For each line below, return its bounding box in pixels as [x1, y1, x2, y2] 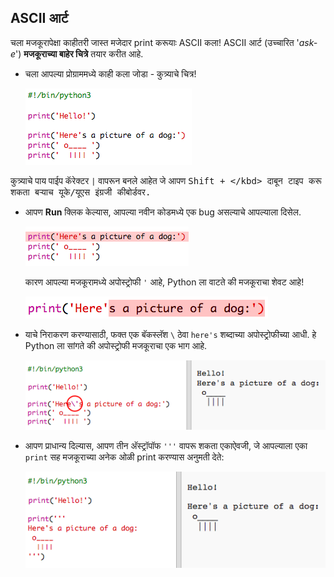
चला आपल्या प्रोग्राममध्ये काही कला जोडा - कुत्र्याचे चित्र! [24, 67, 197, 80]
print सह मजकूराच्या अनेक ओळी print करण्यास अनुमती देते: [24, 451, 225, 463]
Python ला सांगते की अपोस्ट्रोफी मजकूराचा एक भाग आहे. [24, 339, 208, 351]
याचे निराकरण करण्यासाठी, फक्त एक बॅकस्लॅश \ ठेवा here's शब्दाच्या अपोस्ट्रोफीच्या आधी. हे [24, 328, 317, 340]
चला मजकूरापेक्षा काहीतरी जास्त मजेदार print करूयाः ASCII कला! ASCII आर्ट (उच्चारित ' [10, 36, 300, 48]
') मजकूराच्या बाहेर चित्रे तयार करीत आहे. [15, 47, 144, 60]
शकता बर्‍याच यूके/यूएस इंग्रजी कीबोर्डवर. [10, 186, 152, 198]
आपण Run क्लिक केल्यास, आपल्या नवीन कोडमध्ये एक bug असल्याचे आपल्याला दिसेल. [24, 206, 302, 218]
